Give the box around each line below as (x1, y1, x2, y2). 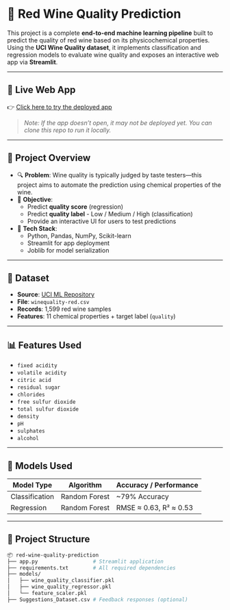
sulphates (16, 428, 46, 435)
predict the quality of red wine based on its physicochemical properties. (7, 36, 210, 44)
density (16, 414, 39, 420)
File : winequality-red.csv (16, 298, 90, 306)
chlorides (16, 392, 46, 398)
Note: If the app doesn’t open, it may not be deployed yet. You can (23, 118, 212, 127)
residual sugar (16, 384, 61, 391)
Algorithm (68, 481, 103, 490)
